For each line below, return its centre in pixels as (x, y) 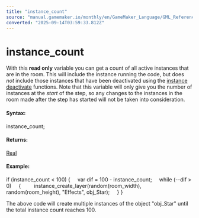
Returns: (17, 140)
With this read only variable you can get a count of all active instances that (97, 68)
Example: (18, 167)
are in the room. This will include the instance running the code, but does (95, 74)
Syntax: (16, 113)
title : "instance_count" (37, 12)
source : (16, 17)
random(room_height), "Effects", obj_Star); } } (65, 192)
